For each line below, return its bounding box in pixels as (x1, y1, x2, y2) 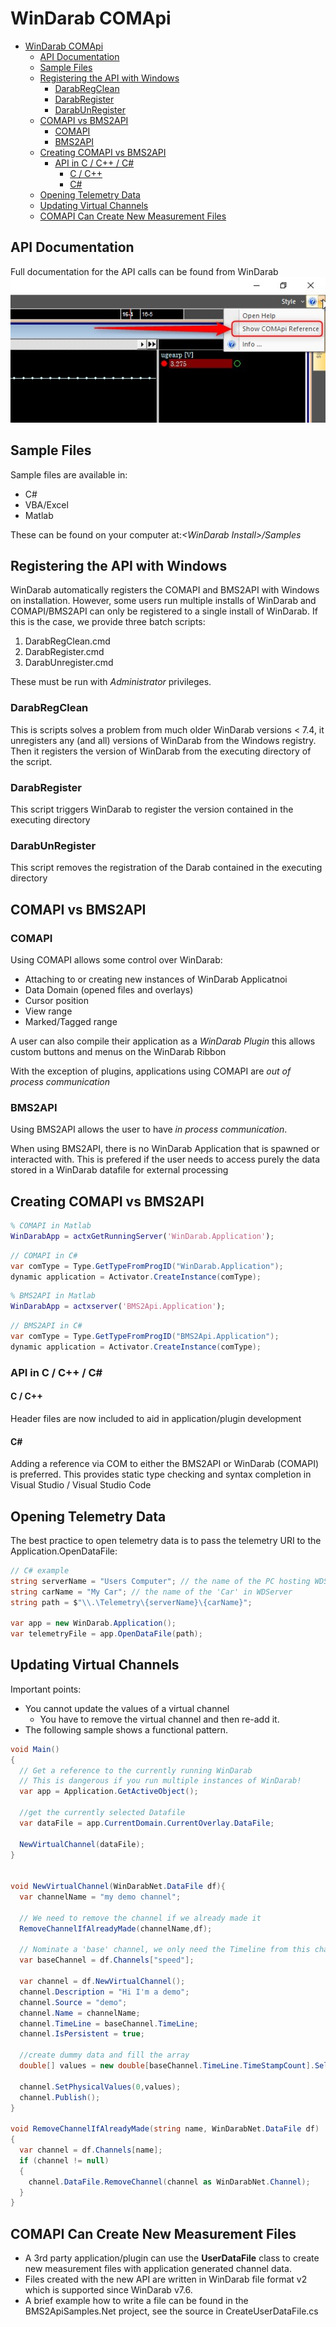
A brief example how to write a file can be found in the (24, 2295, 249, 2307)
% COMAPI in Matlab (10, 1221, 92, 1231)
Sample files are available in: (10, 468, 128, 481)
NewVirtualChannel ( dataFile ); (19, 1839, 145, 1849)
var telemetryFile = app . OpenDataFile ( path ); (10, 1629, 203, 1639)
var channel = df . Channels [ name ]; (19, 2145, 163, 2156)
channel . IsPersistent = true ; (19, 2029, 145, 2039)
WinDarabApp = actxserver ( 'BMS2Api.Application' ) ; (10, 1302, 226, 1312)
